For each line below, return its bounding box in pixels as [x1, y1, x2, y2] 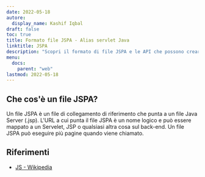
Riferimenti [6, 147, 50, 157]
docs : [12, 60, 26, 66]
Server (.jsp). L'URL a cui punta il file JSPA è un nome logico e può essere [6, 117, 192, 124]
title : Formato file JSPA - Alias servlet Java [6, 37, 130, 43]
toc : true [6, 32, 32, 38]
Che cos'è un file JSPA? [6, 94, 98, 104]
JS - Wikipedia [15, 163, 52, 171]
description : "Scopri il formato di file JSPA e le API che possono [6, 49, 184, 55]
